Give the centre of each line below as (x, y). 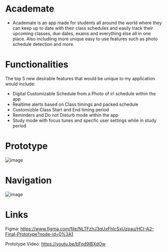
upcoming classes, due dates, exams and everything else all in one (82, 33)
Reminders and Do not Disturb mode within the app (65, 115)
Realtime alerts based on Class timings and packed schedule (75, 104)
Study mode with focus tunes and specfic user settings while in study (85, 120)
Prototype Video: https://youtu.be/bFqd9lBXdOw (55, 244)
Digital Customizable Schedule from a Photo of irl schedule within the (84, 93)
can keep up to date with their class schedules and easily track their (83, 28)
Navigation (28, 180)
